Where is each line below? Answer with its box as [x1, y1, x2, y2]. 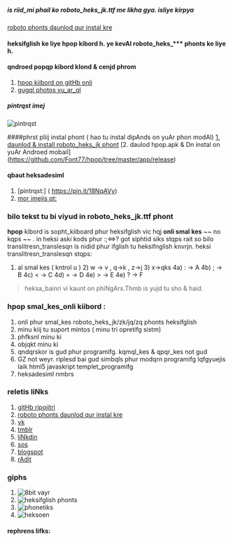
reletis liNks [7, 387, 49, 397]
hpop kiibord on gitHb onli [17, 78, 93, 87]
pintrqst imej [7, 101, 45, 110]
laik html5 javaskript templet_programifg [17, 362, 134, 371]
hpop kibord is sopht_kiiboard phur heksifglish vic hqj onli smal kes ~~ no [7, 227, 221, 236]
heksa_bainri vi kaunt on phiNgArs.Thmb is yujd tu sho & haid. [24, 284, 204, 293]
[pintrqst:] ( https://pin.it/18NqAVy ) [17, 186, 118, 195]
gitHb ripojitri [17, 403, 56, 411]
